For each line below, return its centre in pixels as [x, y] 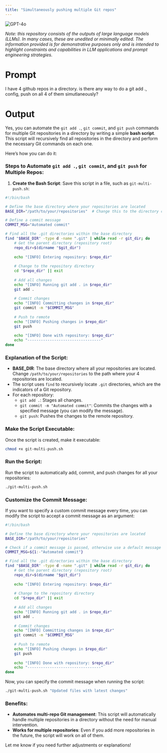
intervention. [25, 725]
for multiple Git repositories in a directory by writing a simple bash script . [80, 133]
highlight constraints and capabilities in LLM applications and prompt [76, 49]
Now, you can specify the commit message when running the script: [75, 682]
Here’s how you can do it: [31, 153]
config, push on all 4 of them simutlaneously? [52, 94]
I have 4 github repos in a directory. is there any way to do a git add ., [76, 89]
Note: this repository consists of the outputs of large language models [77, 33]
